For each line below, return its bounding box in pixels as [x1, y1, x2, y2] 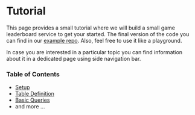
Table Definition [14, 90, 54, 98]
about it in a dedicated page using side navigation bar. [6, 55, 141, 62]
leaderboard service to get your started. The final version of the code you [6, 30, 190, 37]
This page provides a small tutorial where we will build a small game [6, 24, 176, 31]
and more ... [14, 103, 45, 110]
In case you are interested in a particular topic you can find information [6, 48, 183, 55]
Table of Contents [6, 70, 60, 78]
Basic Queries [14, 96, 50, 104]
